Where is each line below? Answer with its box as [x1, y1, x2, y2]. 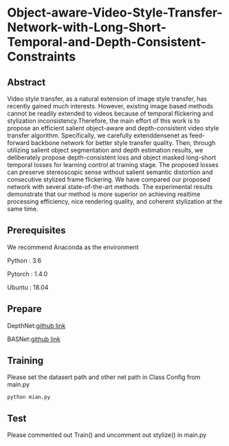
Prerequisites [7, 224, 66, 236]
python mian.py [7, 394, 51, 401]
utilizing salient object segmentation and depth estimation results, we [7, 146, 204, 154]
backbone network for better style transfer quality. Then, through [30, 139, 216, 146]
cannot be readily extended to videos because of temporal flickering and [7, 109, 214, 117]
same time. [7, 205, 39, 213]
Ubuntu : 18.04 [7, 283, 49, 291]
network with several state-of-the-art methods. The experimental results [7, 183, 213, 191]
